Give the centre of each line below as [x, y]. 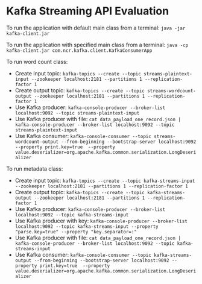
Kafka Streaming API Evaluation [88, 11]
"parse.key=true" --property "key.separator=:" [76, 232]
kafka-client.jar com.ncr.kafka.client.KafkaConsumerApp [79, 50]
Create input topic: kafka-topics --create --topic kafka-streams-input [105, 180]
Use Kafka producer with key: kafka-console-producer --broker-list [101, 221]
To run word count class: [37, 62]
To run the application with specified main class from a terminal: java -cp [97, 45]
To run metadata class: [35, 169]
